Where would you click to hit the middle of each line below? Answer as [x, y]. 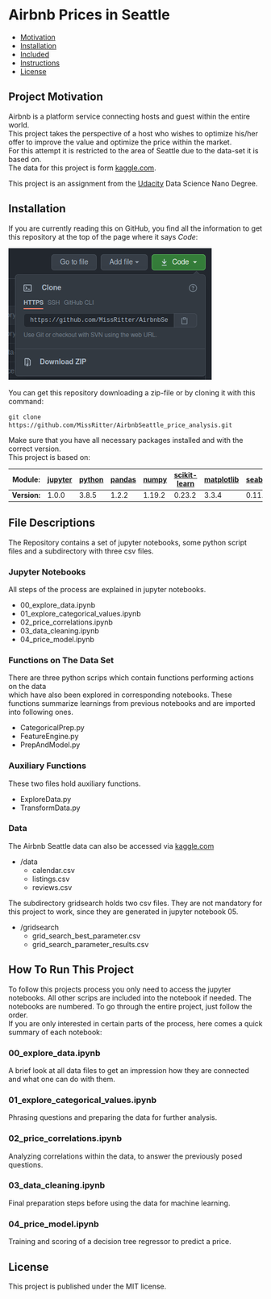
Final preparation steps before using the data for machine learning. [119, 1203]
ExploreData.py [46, 799]
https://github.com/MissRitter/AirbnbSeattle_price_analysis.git [120, 425]
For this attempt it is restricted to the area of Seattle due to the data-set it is [133, 150]
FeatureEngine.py [49, 737]
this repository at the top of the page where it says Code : [103, 236]
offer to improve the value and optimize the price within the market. [120, 142]
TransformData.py [50, 808]
